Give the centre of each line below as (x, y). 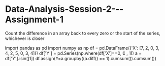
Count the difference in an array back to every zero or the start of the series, (83, 33)
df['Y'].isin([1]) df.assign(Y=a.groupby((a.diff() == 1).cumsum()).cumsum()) (81, 58)
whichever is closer (25, 38)
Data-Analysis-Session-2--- (65, 9)
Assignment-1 (34, 19)
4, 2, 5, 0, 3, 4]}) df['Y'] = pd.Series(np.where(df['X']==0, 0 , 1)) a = (73, 53)
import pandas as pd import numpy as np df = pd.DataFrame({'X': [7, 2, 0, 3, (82, 48)
